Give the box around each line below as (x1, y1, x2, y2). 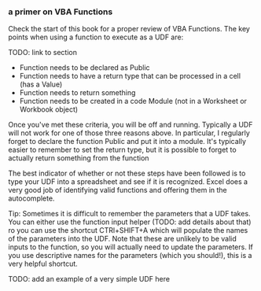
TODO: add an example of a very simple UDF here (8, 274, 171, 284)
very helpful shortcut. (8, 259, 79, 269)
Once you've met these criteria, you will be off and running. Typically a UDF (8, 120, 253, 130)
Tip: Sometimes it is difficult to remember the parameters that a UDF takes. (8, 209, 251, 219)
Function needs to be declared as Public (19, 63, 151, 72)
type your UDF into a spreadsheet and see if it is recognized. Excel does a (8, 177, 248, 186)
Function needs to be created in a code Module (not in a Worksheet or (19, 97, 248, 106)
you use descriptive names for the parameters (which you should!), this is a (8, 251, 252, 260)
